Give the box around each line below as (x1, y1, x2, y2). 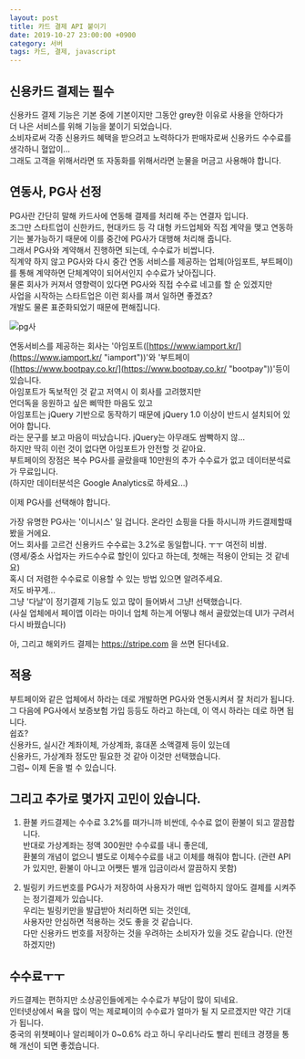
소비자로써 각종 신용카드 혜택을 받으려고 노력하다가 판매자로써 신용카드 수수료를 (9, 131, 292, 142)
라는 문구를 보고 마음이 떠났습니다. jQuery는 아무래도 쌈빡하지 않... (9, 431, 246, 443)
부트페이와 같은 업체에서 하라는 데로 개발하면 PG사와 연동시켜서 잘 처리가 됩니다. (9, 693, 295, 704)
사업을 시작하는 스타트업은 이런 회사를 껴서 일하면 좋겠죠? (9, 289, 213, 301)
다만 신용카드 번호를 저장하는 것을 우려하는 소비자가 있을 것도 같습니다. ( (22, 928, 279, 938)
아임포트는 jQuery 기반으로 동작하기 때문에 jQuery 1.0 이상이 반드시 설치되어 (9, 408, 281, 420)
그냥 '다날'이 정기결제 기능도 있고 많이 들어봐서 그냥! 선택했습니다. (9, 595, 243, 607)
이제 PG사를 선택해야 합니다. (9, 497, 111, 508)
